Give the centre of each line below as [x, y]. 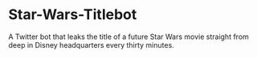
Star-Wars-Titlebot [73, 15]
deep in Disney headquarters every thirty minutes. [91, 44]
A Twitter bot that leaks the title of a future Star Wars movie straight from [128, 37]
